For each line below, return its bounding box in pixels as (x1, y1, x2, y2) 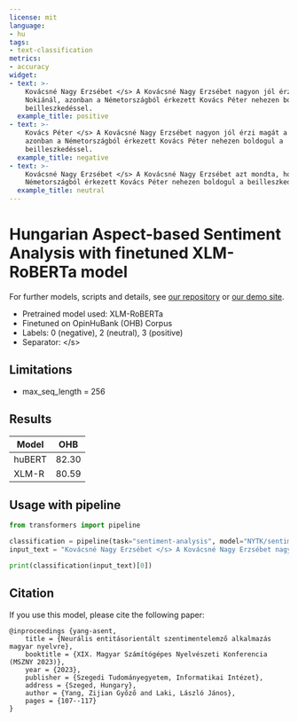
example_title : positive (17, 112, 109, 121)
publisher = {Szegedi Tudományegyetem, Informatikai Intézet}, (25, 673, 264, 682)
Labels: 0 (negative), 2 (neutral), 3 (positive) (21, 327, 184, 338)
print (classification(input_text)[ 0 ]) (9, 561, 153, 570)
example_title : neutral (17, 186, 105, 195)
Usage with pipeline (9, 498, 122, 513)
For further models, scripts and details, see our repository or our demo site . (9, 291, 286, 302)
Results (9, 411, 52, 427)
